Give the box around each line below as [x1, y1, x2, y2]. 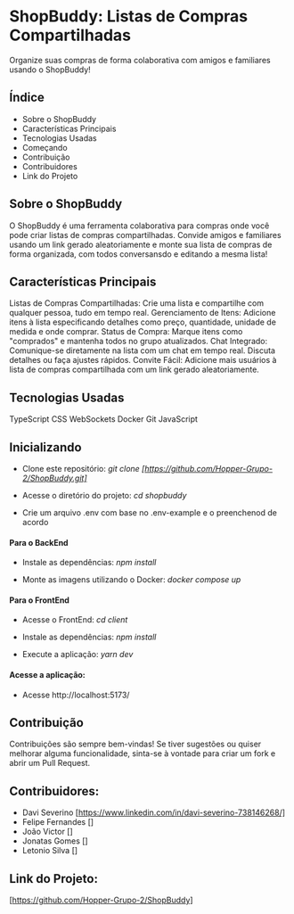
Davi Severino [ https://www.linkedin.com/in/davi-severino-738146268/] [21, 807, 286, 818]
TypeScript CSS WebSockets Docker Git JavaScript [9, 414, 199, 424]
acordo [21, 517, 49, 527]
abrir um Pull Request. [9, 758, 91, 769]
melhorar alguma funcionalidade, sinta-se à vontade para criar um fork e [9, 748, 276, 759]
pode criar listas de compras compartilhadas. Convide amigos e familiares [9, 229, 282, 240]
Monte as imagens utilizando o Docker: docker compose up [21, 574, 241, 585]
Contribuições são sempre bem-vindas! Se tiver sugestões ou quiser [9, 738, 262, 750]
